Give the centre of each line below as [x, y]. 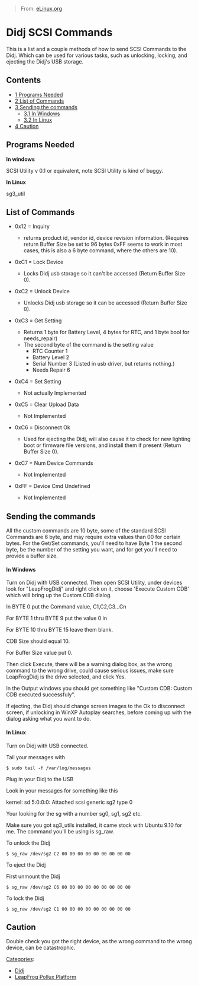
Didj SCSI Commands [59, 33]
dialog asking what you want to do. [49, 719]
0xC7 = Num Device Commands [54, 463]
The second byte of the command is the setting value [88, 345]
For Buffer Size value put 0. [39, 653]
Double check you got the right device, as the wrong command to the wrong [99, 941]
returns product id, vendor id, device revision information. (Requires [106, 238]
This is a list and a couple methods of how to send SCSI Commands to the [96, 49]
